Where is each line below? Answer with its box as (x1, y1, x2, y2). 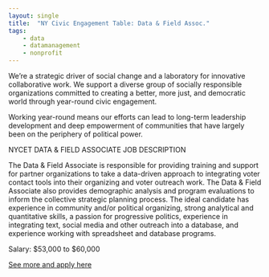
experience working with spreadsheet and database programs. (8, 229, 217, 238)
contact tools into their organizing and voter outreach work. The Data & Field (8, 177, 262, 187)
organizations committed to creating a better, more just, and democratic (8, 88, 247, 97)
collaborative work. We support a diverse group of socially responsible (8, 79, 243, 89)
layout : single (8, 11, 59, 20)
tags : (8, 26, 26, 35)
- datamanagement (22, 42, 81, 50)
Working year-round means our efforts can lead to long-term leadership (8, 112, 247, 121)
